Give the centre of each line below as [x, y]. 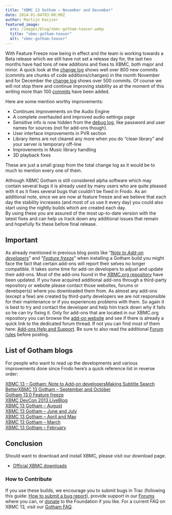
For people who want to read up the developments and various [72, 363]
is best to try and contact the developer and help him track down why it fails [85, 307]
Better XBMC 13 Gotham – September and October [58, 389]
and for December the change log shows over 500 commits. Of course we [84, 81]
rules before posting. [27, 334]
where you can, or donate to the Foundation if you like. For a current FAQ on [85, 501]
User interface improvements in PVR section [59, 133]
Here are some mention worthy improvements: [54, 101]
